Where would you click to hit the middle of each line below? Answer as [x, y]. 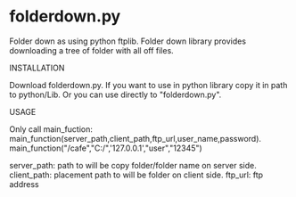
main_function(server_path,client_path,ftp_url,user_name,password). [135, 138]
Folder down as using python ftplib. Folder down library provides [128, 41]
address [24, 184]
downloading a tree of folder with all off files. [91, 50]
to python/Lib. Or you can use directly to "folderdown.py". [115, 94]
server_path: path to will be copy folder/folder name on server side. [133, 165]
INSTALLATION [37, 68]
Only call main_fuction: [51, 129]
